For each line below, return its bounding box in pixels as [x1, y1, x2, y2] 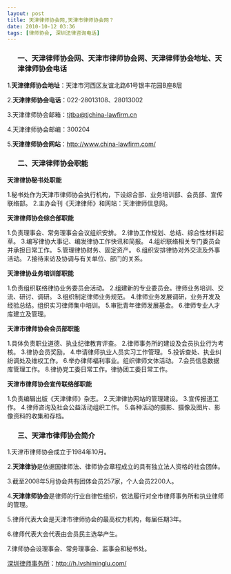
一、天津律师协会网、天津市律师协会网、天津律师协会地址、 [17, 53, 215, 63]
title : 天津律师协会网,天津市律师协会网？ [7, 17, 114, 24]
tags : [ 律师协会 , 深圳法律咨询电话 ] [7, 29, 100, 37]
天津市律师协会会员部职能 [7, 324, 80, 333]
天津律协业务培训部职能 [7, 269, 74, 277]
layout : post [7, 10, 45, 17]
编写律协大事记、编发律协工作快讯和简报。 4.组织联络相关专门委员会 [26, 237, 221, 246]
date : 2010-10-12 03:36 [7, 23, 76, 30]
